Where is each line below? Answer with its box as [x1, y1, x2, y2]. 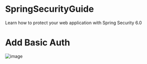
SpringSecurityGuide [5, 3, 94, 15]
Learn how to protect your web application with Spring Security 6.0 [5, 20, 142, 26]
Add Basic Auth [5, 37, 70, 48]
